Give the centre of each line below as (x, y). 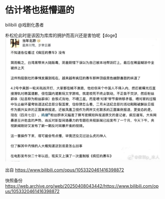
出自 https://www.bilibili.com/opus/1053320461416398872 (65, 170)
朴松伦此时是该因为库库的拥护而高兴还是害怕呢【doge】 (62, 35)
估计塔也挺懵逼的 (40, 10)
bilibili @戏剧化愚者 (24, 25)
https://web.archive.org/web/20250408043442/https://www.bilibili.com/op (82, 186)
